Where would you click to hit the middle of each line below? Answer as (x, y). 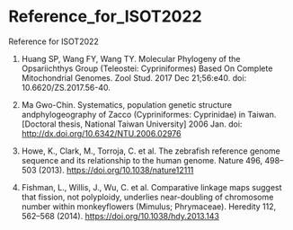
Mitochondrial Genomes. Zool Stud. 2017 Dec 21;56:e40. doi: (134, 77)
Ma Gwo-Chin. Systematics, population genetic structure (127, 104)
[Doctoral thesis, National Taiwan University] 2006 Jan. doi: (132, 124)
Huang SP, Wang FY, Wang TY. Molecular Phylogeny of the (131, 58)
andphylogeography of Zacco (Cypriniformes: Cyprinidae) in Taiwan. (149, 114)
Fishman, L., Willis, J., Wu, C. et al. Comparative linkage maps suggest (151, 187)
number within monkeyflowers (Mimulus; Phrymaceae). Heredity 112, (148, 206)
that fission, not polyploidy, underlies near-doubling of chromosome (147, 197)
